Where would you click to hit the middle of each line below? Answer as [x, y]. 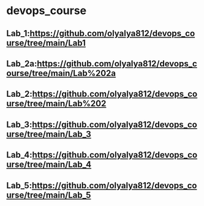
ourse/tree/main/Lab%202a [61, 73]
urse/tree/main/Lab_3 [49, 134]
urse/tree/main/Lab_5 [49, 195]
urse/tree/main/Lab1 [46, 43]
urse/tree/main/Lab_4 [49, 165]
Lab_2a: [22, 63]
